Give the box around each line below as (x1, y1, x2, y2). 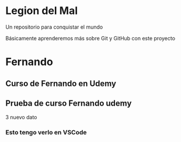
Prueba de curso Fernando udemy (5, 98, 132, 108)
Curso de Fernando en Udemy (5, 78, 116, 88)
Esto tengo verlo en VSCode (5, 129, 87, 137)
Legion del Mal (5, 4, 78, 18)
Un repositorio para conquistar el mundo (5, 23, 103, 30)
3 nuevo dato (5, 114, 37, 121)
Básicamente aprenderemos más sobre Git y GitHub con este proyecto (5, 34, 176, 41)
